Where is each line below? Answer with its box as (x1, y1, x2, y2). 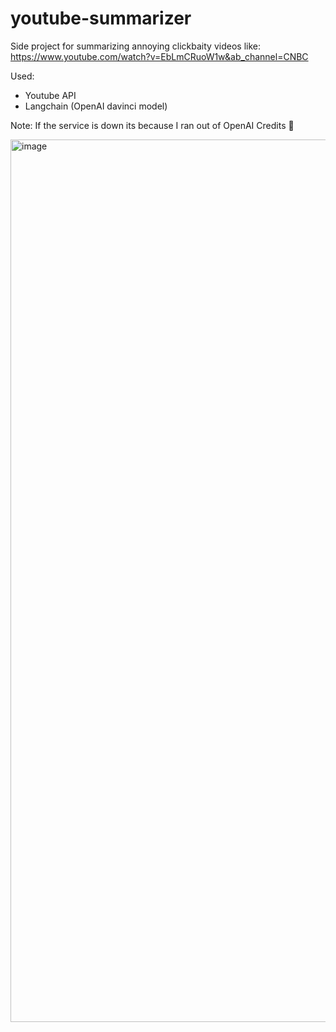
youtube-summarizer (10, 7, 192, 30)
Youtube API (24, 89, 77, 101)
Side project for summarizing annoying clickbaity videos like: (10, 40, 261, 52)
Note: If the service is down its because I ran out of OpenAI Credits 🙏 (10, 119, 295, 131)
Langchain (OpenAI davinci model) (24, 100, 168, 112)
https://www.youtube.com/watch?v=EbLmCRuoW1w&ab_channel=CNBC (10, 50, 309, 62)
